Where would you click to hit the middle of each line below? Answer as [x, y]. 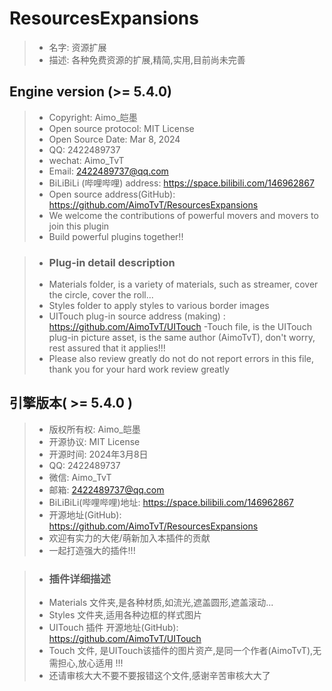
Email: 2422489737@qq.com [108, 171]
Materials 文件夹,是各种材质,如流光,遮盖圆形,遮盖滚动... [161, 603]
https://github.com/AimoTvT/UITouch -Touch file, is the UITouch [180, 327]
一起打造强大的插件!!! [92, 550]
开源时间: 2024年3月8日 [98, 454]
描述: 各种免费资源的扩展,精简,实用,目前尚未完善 [147, 59]
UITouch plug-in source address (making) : [137, 316]
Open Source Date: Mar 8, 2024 [114, 139]
